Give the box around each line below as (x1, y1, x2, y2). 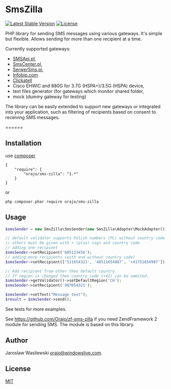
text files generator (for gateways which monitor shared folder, (12, 88, 144, 94)
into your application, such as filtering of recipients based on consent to (5, 109, 156, 115)
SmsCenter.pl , (12, 61, 43, 67)
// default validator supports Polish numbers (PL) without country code (5, 236, 165, 241)
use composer (5, 152, 36, 159)
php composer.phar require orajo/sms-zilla (5, 199, 99, 204)
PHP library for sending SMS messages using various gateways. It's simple (5, 30, 163, 36)
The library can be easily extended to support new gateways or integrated (5, 103, 161, 109)
